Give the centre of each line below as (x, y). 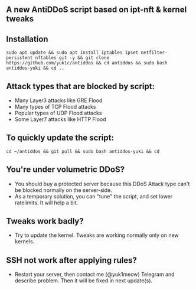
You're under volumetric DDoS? (66, 170)
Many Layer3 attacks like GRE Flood (58, 100)
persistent (19, 58)
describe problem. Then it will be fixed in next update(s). (83, 281)
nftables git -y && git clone (72, 58)
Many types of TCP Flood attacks (55, 107)
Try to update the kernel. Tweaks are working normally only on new (97, 235)
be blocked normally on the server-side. (63, 190)
